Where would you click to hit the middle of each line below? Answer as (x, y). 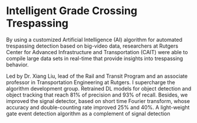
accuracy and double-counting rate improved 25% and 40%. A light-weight (98, 107)
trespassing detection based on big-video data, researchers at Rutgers (92, 46)
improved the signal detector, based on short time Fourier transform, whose (98, 101)
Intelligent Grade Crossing (72, 11)
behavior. (17, 64)
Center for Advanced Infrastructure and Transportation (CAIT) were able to (97, 52)
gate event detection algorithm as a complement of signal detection (88, 114)
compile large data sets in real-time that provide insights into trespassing (95, 58)
